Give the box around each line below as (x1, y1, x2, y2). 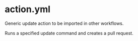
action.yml (5, 4, 51, 15)
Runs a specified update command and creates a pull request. (5, 30, 134, 36)
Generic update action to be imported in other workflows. (5, 20, 124, 26)
